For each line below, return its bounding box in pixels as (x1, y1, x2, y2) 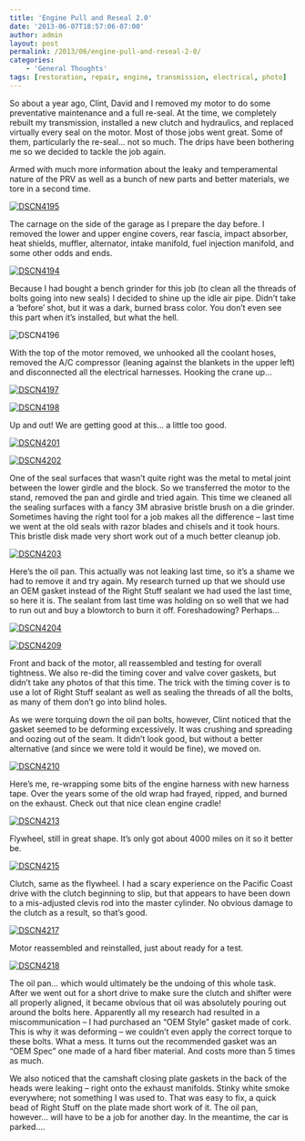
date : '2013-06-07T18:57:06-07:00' (9, 22, 145, 31)
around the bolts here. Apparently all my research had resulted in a (9, 1006, 260, 1017)
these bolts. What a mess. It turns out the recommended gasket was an (9, 1035, 278, 1046)
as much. (9, 1054, 45, 1066)
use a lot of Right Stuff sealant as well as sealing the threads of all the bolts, (9, 686, 294, 697)
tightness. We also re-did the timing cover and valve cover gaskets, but (9, 667, 277, 678)
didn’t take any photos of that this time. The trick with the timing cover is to (9, 676, 290, 688)
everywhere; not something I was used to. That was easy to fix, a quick (9, 1092, 277, 1103)
